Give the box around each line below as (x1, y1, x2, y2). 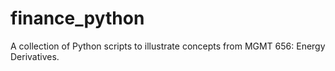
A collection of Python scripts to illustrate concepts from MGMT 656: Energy (10, 40, 326, 52)
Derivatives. (10, 50, 60, 62)
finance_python (10, 7, 145, 30)
